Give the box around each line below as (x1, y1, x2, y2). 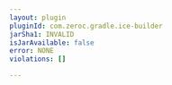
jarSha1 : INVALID (9, 30, 75, 38)
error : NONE (9, 47, 54, 55)
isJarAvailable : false (9, 38, 95, 47)
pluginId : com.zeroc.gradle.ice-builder (9, 21, 164, 30)
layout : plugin (9, 13, 67, 22)
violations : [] (9, 55, 67, 64)
